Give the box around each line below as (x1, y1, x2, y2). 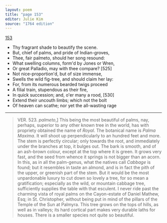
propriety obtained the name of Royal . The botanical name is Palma (17, 127, 156, 133)
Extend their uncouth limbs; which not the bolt (12, 98, 107, 104)
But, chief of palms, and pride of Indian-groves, (12, 50, 110, 56)
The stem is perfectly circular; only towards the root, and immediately (17, 138, 160, 144)
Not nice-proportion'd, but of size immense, (12, 71, 103, 77)
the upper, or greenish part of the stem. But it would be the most (17, 170, 149, 176)
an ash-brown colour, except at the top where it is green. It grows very (17, 149, 162, 155)
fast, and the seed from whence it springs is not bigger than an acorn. (17, 154, 161, 160)
